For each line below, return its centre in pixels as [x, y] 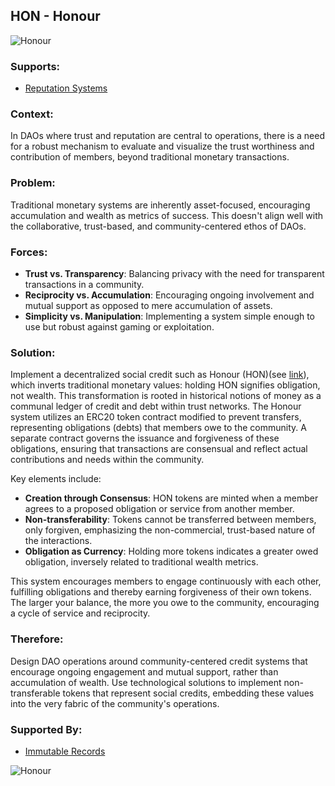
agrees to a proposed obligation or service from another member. [159, 509]
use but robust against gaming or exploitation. [119, 327]
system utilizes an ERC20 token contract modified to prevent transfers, [156, 417]
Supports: [35, 66]
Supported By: [46, 729]
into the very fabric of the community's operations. [115, 703]
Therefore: [37, 639]
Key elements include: [56, 479]
